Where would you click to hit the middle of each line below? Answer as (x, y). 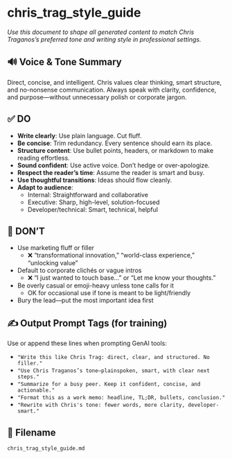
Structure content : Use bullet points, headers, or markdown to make (115, 150)
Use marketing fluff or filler (56, 248)
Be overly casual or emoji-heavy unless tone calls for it (96, 285)
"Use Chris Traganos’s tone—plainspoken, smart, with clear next (113, 371)
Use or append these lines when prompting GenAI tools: (87, 343)
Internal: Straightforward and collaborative (88, 194)
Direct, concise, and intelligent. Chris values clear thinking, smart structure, (115, 82)
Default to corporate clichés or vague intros (79, 270)
